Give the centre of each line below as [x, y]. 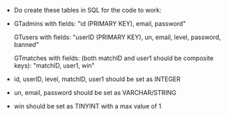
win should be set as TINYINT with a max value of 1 [88, 106]
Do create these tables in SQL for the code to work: [88, 10]
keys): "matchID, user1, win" [54, 65]
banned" [26, 44]
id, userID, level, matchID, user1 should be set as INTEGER [97, 79]
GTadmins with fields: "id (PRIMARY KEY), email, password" [100, 23]
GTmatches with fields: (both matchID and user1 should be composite [114, 58]
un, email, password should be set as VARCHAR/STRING [95, 93]
